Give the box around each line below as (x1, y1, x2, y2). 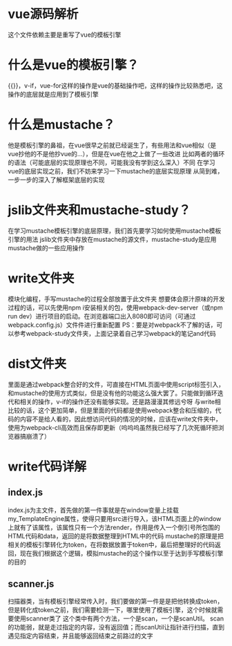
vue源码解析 (8, 6, 79, 22)
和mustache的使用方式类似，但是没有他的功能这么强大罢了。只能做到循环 (8, 388, 217, 397)
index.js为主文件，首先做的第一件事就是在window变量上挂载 (8, 506, 179, 514)
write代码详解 (8, 459, 87, 474)
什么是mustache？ (8, 117, 115, 133)
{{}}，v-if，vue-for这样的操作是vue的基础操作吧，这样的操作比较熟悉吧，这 (8, 81, 223, 90)
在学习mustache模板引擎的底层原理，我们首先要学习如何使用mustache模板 (8, 226, 222, 235)
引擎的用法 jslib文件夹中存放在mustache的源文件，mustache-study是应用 (8, 235, 217, 243)
